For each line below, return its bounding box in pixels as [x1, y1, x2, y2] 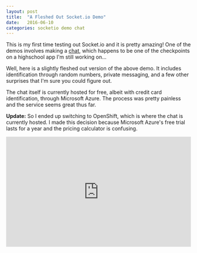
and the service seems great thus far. [6, 101, 97, 109]
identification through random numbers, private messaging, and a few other [6, 71, 189, 78]
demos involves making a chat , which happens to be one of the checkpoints [6, 48, 190, 55]
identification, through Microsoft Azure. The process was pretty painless [6, 95, 181, 102]
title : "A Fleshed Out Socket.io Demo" [6, 14, 107, 20]
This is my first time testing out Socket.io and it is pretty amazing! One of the [6, 41, 191, 48]
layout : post [6, 8, 38, 15]
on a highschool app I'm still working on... [6, 53, 107, 60]
